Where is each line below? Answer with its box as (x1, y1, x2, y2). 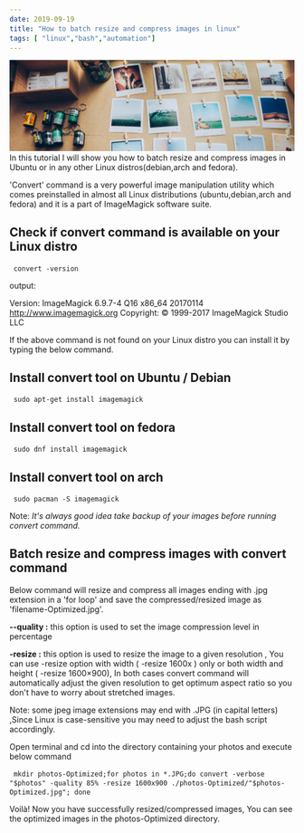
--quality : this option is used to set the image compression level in (9, 621, 260, 632)
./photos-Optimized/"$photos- (171, 779, 285, 788)
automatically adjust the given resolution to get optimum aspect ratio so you (9, 677, 292, 688)
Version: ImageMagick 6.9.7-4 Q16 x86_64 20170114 (9, 297, 204, 308)
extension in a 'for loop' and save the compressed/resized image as (9, 594, 262, 605)
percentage (9, 630, 52, 642)
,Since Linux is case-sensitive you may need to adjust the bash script (9, 713, 268, 724)
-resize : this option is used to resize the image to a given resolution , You (9, 648, 284, 659)
